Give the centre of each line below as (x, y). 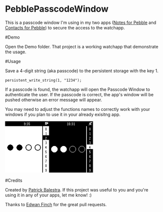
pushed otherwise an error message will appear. (54, 100)
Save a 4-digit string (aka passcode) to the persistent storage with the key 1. (82, 71)
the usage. (16, 52)
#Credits (14, 180)
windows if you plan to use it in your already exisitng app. (63, 114)
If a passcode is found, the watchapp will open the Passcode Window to (78, 89)
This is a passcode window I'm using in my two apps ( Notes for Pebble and (81, 22)
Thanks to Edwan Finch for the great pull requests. (56, 204)
